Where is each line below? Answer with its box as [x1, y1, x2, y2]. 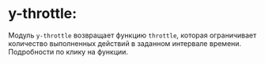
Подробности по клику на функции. [8, 47, 129, 56]
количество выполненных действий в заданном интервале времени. [8, 38, 242, 48]
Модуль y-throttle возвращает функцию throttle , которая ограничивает [8, 30, 257, 40]
